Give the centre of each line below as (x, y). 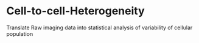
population (20, 33)
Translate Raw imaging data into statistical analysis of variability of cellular (100, 27)
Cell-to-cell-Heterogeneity (75, 11)
